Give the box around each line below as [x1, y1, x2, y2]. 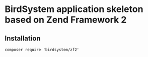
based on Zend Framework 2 [5, 14, 127, 25]
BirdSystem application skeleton [5, 3, 143, 15]
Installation [5, 34, 41, 42]
